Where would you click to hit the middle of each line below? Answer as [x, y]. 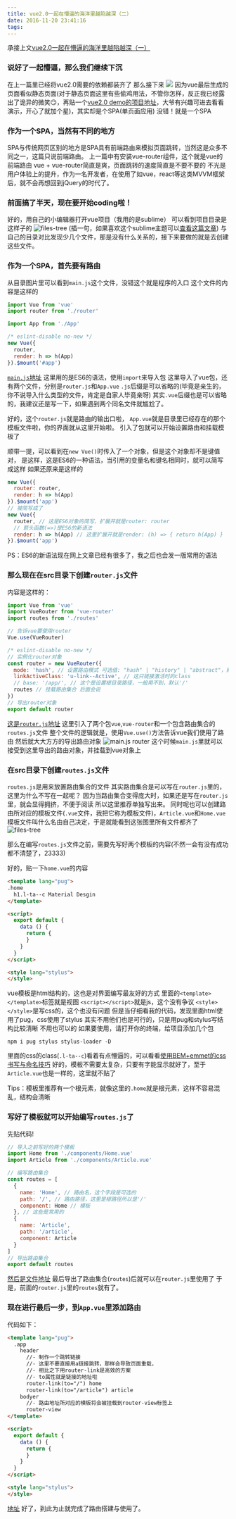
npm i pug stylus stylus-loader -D [59, 1042]
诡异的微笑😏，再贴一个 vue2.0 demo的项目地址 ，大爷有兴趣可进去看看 [122, 102]
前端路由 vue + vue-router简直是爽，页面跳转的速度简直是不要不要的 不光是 [117, 165]
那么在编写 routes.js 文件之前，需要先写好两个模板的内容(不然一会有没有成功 [118, 844]
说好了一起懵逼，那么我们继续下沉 [65, 68]
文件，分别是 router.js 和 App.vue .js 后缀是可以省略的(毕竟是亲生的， [125, 386]
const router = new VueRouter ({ [54, 663]
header [29, 1351]
